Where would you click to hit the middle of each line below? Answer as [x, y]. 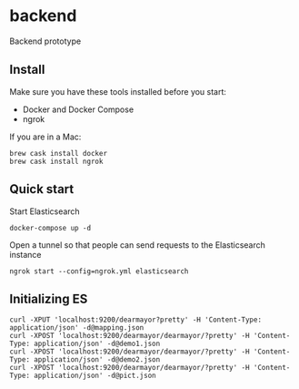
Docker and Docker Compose [78, 109]
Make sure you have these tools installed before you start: [118, 91]
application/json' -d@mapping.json [77, 328]
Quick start [42, 189]
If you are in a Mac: [45, 137]
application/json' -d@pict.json [95, 376]
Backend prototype [45, 41]
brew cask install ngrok [56, 161]
